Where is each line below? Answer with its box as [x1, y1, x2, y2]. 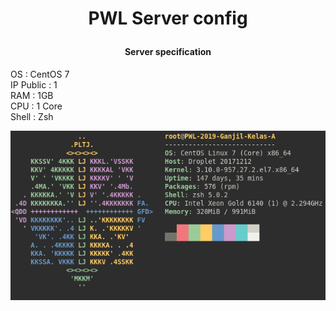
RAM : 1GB [10, 89, 54, 101]
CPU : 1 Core [10, 100, 63, 112]
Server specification [124, 46, 212, 58]
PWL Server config [88, 7, 248, 30]
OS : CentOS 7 [10, 68, 70, 80]
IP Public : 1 [10, 78, 58, 91]
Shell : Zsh [10, 110, 54, 122]
